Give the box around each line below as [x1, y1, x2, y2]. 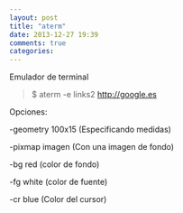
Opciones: [9, 106, 48, 117]
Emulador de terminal [9, 71, 89, 82]
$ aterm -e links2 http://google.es [31, 89, 158, 100]
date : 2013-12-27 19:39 [9, 30, 99, 39]
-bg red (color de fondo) [9, 159, 100, 170]
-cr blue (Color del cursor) [9, 194, 107, 205]
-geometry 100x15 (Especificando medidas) [9, 124, 171, 135]
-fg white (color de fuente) [9, 177, 108, 188]
